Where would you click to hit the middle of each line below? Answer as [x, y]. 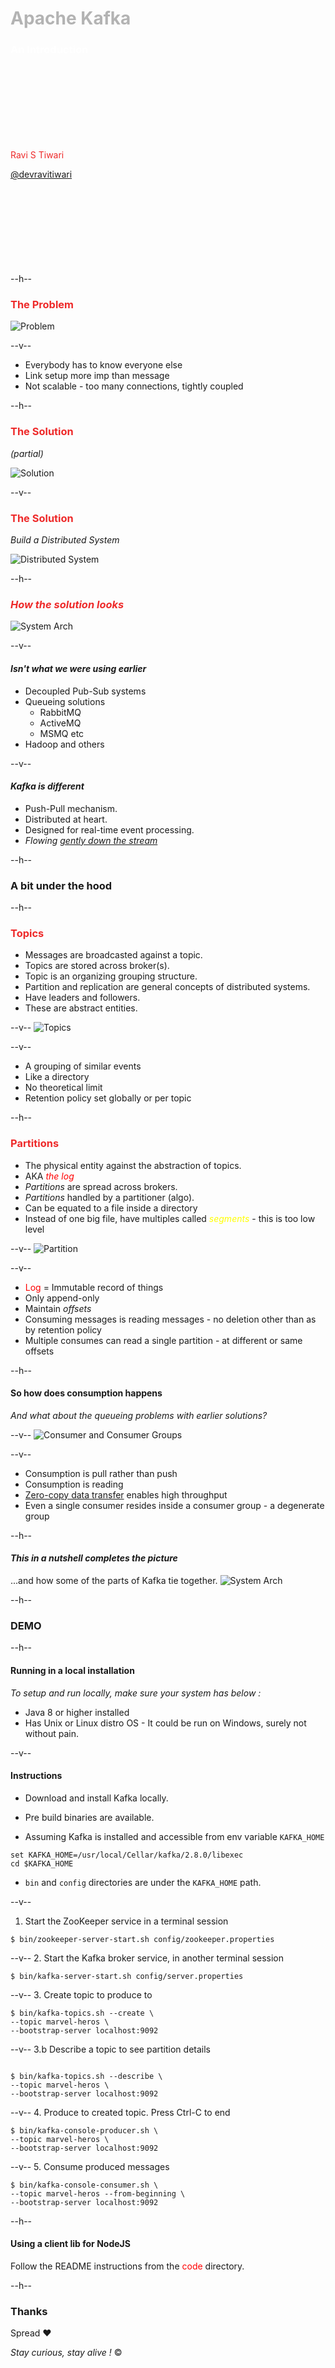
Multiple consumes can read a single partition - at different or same [163, 1340]
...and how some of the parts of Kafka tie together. [114, 1580]
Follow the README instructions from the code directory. [127, 2266]
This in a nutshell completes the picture [94, 1558]
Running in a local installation [72, 1670]
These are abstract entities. [81, 1008]
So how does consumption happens [86, 1393]
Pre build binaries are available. [89, 1817]
